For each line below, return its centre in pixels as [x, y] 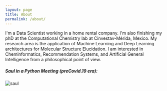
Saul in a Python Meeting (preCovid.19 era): [51, 71]
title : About [19, 14]
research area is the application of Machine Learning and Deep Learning [80, 44]
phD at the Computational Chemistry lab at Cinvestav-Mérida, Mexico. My [81, 38]
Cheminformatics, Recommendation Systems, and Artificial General [74, 54]
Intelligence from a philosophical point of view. [53, 60]
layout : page [19, 10]
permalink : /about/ [25, 19]
